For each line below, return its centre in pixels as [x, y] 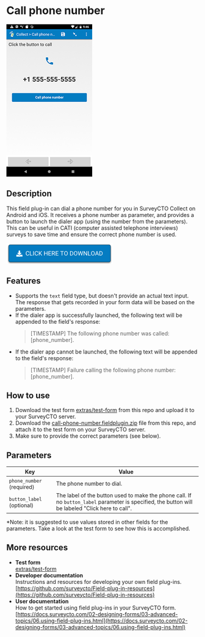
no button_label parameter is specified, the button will [124, 502]
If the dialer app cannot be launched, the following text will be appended [106, 352]
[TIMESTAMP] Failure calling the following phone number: [103, 370]
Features [23, 281]
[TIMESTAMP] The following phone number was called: [100, 333]
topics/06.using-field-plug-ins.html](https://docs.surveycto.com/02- [101, 621]
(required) [22, 487]
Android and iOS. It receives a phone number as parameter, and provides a [100, 215]
